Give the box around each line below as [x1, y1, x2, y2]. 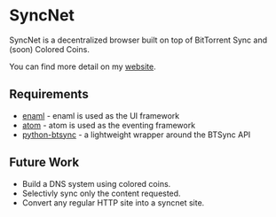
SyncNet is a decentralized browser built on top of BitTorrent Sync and [9, 35, 268, 45]
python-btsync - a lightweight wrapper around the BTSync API [21, 129, 251, 140]
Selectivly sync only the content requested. [21, 188, 181, 198]
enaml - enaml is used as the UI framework [21, 110, 180, 120]
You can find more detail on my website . [9, 61, 157, 72]
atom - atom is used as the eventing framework [21, 120, 196, 130]
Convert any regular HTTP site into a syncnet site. [21, 197, 205, 208]
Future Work [9, 155, 80, 170]
